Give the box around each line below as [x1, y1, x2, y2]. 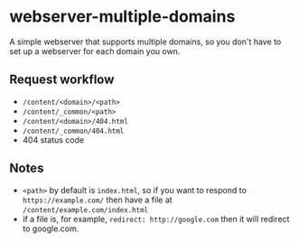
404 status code [22, 134, 84, 145]
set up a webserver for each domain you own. [9, 45, 181, 56]
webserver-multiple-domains [9, 6, 236, 27]
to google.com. [22, 223, 79, 234]
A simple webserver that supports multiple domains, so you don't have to [9, 36, 282, 47]
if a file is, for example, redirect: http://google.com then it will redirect [22, 213, 290, 224]
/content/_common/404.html [22, 126, 125, 136]
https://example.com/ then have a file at [22, 194, 173, 205]
